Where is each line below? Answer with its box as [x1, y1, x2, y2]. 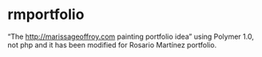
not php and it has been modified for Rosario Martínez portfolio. [7, 40, 217, 49]
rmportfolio [7, 6, 85, 24]
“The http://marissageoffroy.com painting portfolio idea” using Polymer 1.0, [7, 32, 255, 41]
